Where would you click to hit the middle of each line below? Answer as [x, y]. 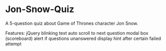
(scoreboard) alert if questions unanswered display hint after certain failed [83, 38]
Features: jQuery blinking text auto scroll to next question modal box [77, 33]
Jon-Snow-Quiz [40, 9]
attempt [13, 43]
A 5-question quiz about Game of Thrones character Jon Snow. [72, 23]
